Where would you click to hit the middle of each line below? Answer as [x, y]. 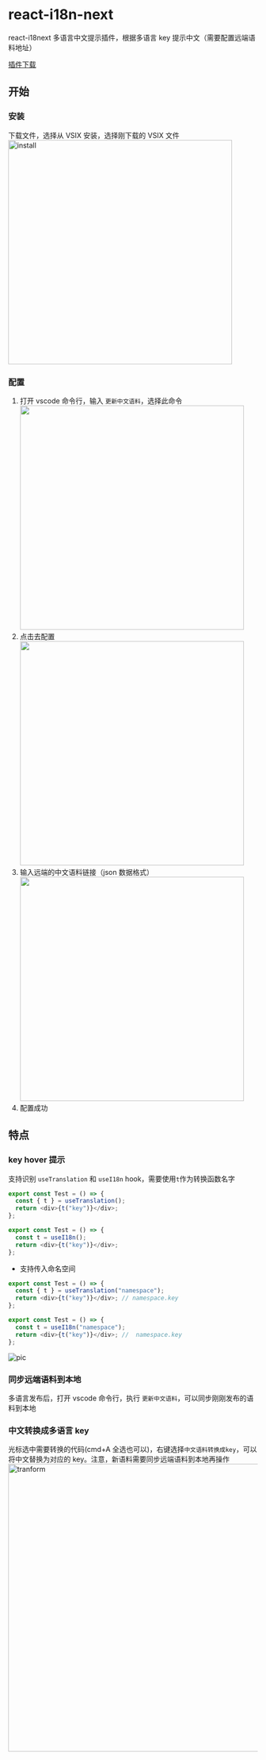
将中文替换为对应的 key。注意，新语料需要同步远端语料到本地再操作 [119, 1459]
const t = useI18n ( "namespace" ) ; [70, 1327]
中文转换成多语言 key [49, 1431]
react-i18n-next [61, 15]
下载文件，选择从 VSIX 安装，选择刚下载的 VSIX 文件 [94, 135]
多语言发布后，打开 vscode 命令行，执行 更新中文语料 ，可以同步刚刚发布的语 [131, 1398]
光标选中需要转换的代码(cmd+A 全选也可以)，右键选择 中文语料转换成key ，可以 [133, 1450]
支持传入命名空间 [47, 1269]
